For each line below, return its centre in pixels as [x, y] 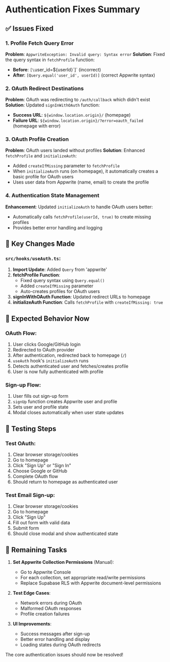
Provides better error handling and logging [58, 228]
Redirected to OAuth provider [44, 350]
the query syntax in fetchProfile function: [50, 60]
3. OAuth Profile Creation [37, 139]
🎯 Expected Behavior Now [47, 318]
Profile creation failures [45, 614]
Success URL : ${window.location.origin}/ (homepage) [72, 115]
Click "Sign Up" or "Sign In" [42, 466]
